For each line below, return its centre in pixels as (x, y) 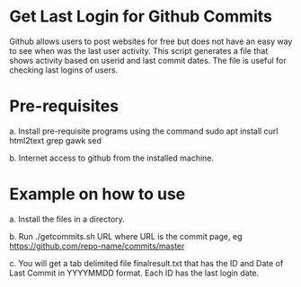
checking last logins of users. (64, 70)
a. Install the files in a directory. (67, 219)
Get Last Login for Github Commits (141, 17)
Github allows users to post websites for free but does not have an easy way (151, 41)
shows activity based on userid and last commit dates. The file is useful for (148, 60)
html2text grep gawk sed (55, 140)
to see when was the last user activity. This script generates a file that (139, 50)
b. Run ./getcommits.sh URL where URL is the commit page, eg (126, 236)
